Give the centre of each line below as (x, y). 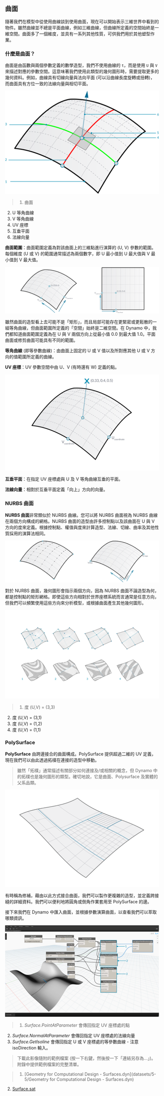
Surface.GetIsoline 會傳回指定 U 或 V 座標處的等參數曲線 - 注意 (75, 1042)
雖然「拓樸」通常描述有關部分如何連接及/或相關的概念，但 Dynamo (84, 770)
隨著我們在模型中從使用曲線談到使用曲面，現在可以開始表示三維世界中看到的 (82, 22)
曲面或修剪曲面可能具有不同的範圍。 (41, 340)
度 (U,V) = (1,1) (27, 730)
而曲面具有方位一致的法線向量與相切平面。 (48, 84)
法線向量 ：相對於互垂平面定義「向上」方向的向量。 (56, 490)
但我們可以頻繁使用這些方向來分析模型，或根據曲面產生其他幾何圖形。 (76, 603)
